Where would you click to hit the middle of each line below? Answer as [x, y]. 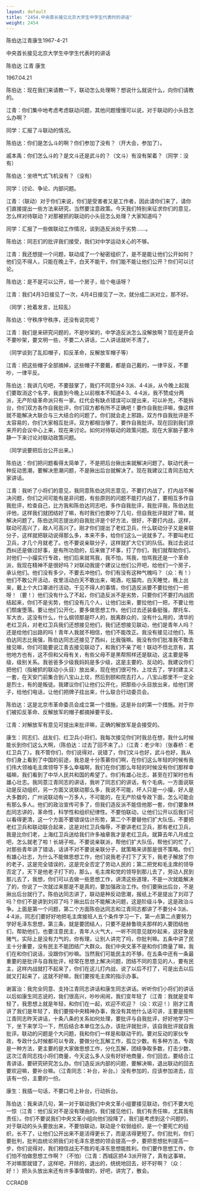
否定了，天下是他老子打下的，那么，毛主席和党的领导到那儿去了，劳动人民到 [100, 872]
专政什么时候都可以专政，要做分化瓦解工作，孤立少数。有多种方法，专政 [105, 1041]
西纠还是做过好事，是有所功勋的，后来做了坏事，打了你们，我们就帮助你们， [100, 550]
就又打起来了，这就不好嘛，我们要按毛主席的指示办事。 [74, 976]
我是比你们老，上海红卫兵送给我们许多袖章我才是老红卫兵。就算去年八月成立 [100, 834]
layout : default [26, 12]
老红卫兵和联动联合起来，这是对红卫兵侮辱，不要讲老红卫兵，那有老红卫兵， [100, 827]
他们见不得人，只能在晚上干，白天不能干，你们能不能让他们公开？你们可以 [97, 262]
